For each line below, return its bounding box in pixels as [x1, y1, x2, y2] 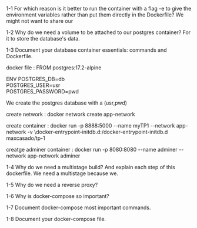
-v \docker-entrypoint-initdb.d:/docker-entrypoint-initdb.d [27, 129, 168, 135]
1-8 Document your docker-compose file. [6, 216, 106, 222]
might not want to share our [6, 18, 74, 24]
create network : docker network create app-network [6, 111, 135, 118]
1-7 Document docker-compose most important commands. [6, 204, 151, 211]
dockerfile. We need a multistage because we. [6, 170, 119, 177]
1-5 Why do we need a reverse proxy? [6, 182, 98, 188]
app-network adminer [27, 152, 81, 159]
